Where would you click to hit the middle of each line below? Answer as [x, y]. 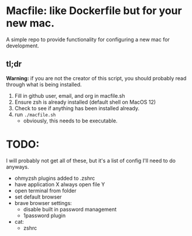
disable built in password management [70, 209]
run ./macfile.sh [35, 114]
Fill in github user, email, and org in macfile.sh [70, 95]
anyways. [18, 167]
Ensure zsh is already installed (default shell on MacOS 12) [85, 102]
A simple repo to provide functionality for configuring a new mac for [88, 39]
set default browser [38, 197]
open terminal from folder [45, 190]
